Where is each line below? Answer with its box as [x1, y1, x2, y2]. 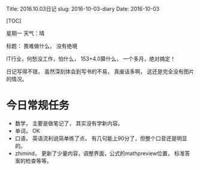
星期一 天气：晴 [6, 29, 45, 37]
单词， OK [14, 127, 40, 134]
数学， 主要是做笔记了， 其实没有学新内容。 [14, 120, 123, 127]
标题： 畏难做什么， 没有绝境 [6, 43, 78, 49]
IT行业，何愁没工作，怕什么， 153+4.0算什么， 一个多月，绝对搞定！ [6, 55, 175, 62]
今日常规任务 [6, 99, 70, 112]
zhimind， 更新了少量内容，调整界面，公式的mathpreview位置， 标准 [14, 150, 185, 157]
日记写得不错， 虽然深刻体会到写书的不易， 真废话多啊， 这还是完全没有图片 [6, 68, 195, 75]
